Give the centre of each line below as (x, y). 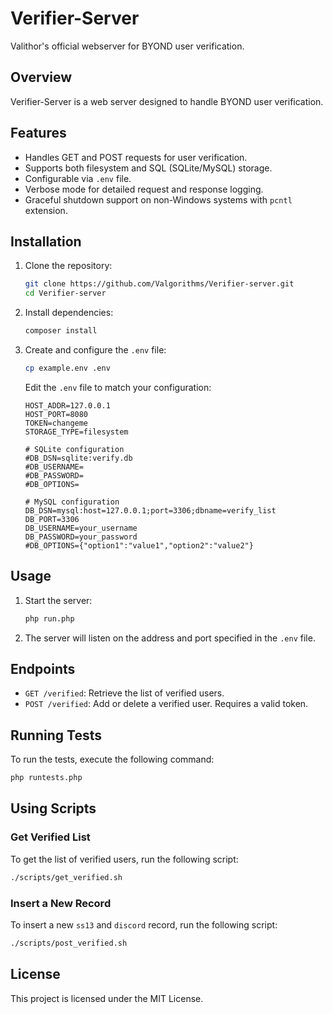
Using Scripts (53, 808)
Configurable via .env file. (78, 178)
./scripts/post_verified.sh (69, 943)
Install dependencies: (69, 313)
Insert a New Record (61, 903)
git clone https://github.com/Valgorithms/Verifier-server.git (159, 284)
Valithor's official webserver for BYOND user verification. (127, 46)
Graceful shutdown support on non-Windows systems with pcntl (158, 199)
